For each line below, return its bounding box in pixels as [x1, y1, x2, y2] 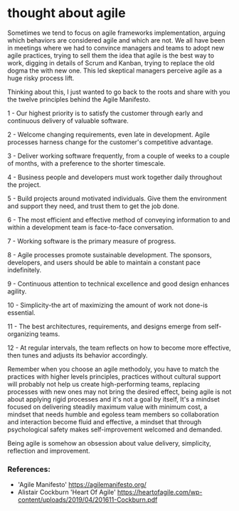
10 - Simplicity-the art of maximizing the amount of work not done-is [7, 301, 208, 309]
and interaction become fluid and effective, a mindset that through [7, 417, 201, 426]
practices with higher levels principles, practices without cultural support [7, 372, 221, 381]
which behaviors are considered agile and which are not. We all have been [7, 36, 225, 44]
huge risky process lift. [7, 73, 75, 82]
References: [7, 464, 51, 474]
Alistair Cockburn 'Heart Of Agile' [17, 488, 116, 497]
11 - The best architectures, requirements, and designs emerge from [7, 322, 207, 330]
